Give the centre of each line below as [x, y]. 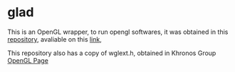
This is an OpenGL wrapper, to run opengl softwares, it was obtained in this [118, 32]
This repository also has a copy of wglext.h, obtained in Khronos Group [112, 53]
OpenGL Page [28, 60]
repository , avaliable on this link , [54, 39]
